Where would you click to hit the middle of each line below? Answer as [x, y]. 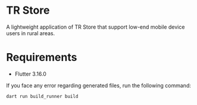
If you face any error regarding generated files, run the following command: [99, 85]
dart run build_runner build [42, 96]
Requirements [42, 58]
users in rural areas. [31, 33]
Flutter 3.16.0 [30, 74]
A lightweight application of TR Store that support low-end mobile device [96, 27]
